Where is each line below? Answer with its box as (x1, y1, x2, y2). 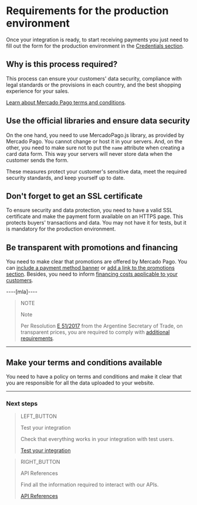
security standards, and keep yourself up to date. (6, 174, 125, 181)
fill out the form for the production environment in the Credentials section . (6, 42, 185, 49)
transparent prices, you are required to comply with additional (20, 329, 170, 336)
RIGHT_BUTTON (20, 459, 60, 466)
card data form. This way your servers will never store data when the (6, 150, 173, 157)
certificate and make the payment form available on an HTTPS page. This (6, 213, 184, 220)
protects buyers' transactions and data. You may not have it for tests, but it (6, 219, 186, 226)
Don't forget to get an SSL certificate (6, 191, 143, 201)
